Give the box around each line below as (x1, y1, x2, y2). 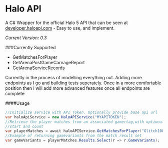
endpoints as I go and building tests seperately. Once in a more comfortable (5, 80, 161, 86)
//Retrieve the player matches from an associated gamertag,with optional (5, 119, 164, 124)
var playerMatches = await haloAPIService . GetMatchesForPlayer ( (5, 128, 142, 133)
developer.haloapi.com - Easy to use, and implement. (5, 25, 115, 31)
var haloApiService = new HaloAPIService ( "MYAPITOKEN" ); (5, 114, 126, 119)
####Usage (5, 100, 30, 106)
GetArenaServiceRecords (12, 65, 65, 71)
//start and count (5, 124, 43, 129)
